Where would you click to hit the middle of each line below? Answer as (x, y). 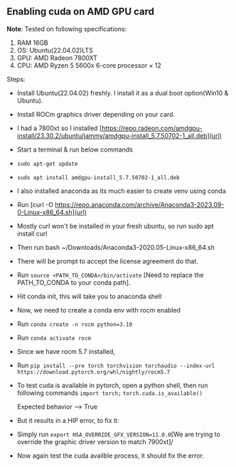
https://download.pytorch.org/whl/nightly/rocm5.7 (93, 372)
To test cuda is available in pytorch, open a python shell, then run (112, 385)
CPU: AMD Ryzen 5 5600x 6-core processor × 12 (89, 65)
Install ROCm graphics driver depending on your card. (96, 114)
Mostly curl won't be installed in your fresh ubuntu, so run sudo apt (115, 226)
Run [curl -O (35, 204)
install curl (32, 233)
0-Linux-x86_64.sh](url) (52, 212)
